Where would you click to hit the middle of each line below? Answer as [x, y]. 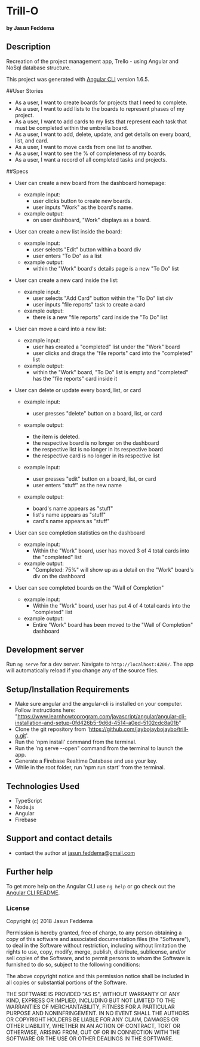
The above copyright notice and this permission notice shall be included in [98, 976]
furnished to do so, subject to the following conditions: [73, 964]
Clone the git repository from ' [52, 729]
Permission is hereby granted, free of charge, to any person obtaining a [94, 933]
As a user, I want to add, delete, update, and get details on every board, [103, 134]
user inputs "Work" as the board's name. [83, 207]
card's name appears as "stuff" [71, 521]
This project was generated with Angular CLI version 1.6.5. [78, 79]
